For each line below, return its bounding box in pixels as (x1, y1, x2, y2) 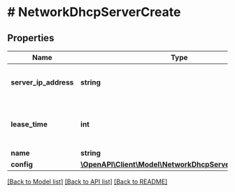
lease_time (10, 119, 48, 129)
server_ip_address (10, 77, 74, 87)
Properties (7, 32, 55, 44)
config (10, 160, 34, 169)
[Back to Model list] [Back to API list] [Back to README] (7, 177, 168, 186)
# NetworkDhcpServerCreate (7, 4, 181, 20)
